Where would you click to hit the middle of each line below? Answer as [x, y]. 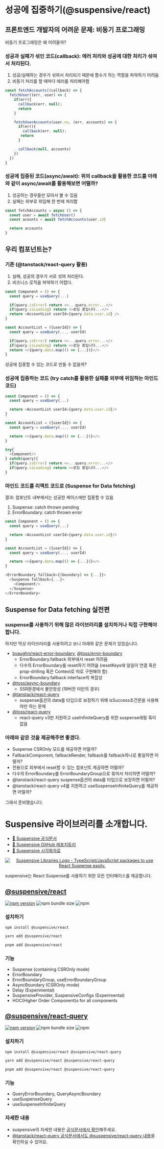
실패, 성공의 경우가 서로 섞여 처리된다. [48, 276]
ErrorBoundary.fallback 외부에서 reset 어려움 [63, 659]
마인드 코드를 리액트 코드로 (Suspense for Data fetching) [70, 486]
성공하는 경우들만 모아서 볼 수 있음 [45, 195]
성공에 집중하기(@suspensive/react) [78, 10]
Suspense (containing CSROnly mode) [51, 969]
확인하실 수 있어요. [30, 1142]
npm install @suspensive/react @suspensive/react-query [63, 1052]
